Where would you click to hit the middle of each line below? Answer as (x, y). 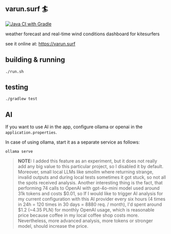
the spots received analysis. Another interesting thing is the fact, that (90, 183)
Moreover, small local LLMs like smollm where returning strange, (86, 172)
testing (17, 87)
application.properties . (31, 132)
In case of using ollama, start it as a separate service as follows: (73, 142)
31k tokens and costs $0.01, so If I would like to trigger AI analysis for (90, 194)
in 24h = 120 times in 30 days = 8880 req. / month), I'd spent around (90, 204)
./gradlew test (21, 99)
